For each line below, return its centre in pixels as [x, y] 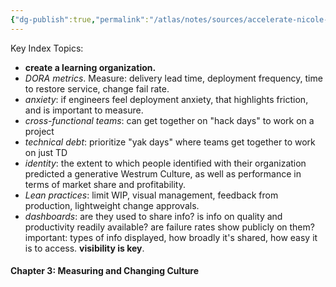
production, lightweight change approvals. [112, 205]
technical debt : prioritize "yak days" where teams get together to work [170, 142]
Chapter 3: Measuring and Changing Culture [105, 271]
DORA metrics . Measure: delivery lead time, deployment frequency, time [173, 78]
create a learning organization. [90, 67]
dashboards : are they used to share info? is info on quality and [153, 216]
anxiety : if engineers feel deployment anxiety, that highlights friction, [166, 99]
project [39, 131]
